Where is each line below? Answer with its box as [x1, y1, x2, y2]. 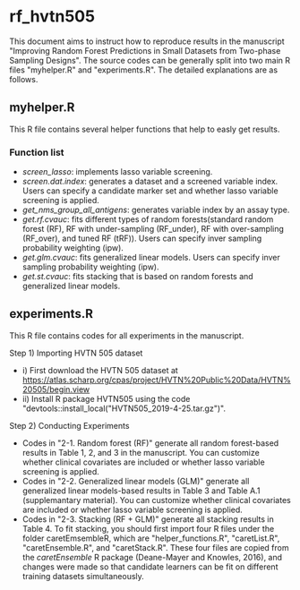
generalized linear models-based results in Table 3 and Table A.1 [21, 485, 261, 496]
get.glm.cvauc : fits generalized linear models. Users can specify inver [21, 252, 280, 263]
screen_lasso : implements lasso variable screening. [21, 167, 213, 177]
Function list [9, 146, 64, 158]
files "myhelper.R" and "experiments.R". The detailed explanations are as [9, 64, 279, 75]
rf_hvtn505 [9, 6, 96, 27]
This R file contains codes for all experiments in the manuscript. [9, 329, 244, 341]
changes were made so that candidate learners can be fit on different [21, 561, 279, 572]
